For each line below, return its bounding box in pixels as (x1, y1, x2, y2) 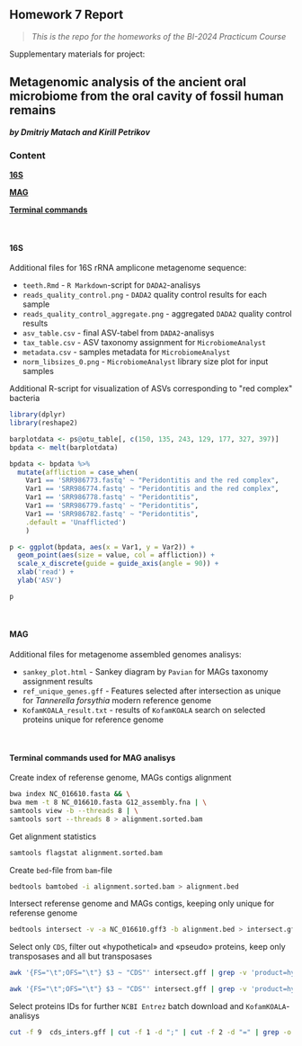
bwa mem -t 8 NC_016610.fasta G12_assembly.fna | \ (9, 798, 207, 808)
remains (9, 103, 57, 118)
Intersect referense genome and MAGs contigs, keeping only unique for (9, 898, 275, 909)
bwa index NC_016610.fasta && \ (9, 790, 130, 799)
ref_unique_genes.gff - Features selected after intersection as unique (22, 685, 281, 696)
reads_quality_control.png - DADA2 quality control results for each (22, 290, 268, 300)
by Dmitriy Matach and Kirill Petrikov (9, 126, 151, 138)
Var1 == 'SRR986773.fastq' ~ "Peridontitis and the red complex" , (25, 476, 280, 485)
